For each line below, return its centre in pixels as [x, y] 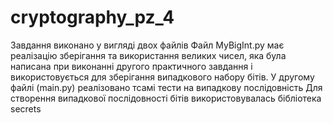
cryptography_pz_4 [92, 17]
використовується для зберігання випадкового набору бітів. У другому [162, 77]
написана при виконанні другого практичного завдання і [131, 66]
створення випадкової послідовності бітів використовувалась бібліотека [166, 98]
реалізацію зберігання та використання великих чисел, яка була [148, 55]
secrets [26, 108]
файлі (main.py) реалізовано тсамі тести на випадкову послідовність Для [166, 87]
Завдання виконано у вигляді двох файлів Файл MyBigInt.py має [147, 45]
